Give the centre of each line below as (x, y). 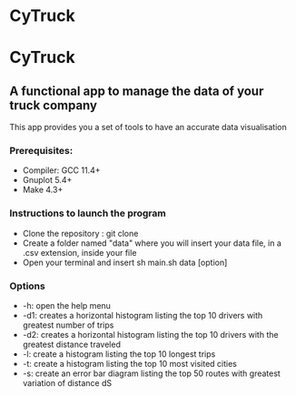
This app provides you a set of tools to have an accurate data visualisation (148, 127)
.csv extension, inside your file (79, 252)
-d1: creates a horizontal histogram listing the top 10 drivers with (143, 316)
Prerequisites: (41, 151)
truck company (54, 105)
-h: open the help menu (67, 306)
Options (27, 286)
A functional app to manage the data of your (137, 91)
